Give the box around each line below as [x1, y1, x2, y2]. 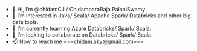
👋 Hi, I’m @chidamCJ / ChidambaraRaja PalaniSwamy [11, 6, 146, 13]
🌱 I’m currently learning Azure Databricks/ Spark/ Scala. [11, 25, 152, 32]
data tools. [11, 19, 39, 25]
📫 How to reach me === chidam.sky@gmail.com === [11, 38, 144, 45]
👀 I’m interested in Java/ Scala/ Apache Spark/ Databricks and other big [11, 12, 192, 19]
